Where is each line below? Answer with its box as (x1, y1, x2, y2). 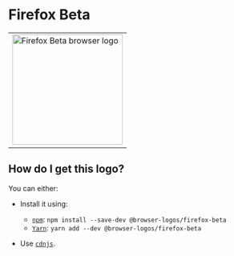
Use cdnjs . (19, 238, 56, 248)
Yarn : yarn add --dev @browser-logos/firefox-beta (31, 222, 202, 233)
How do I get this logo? (8, 162, 125, 176)
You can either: (8, 183, 58, 193)
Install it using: (19, 198, 68, 209)
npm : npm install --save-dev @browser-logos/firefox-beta (31, 214, 227, 224)
